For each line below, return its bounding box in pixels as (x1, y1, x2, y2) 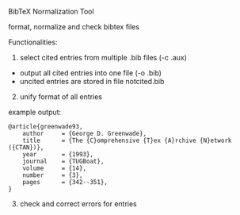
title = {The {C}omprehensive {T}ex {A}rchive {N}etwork (22, 136, 232, 144)
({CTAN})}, (8, 144, 44, 152)
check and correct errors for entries (19, 199, 137, 209)
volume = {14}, (22, 164, 87, 172)
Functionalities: (8, 37, 58, 47)
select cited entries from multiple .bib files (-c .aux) (19, 53, 188, 62)
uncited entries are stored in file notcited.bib (19, 77, 165, 86)
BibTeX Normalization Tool (8, 7, 94, 16)
